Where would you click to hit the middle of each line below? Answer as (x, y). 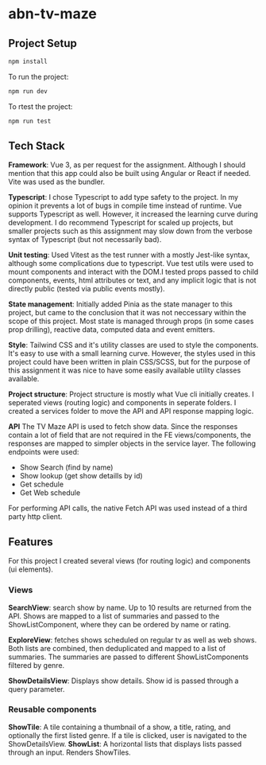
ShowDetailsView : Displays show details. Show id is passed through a (123, 681)
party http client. (35, 517)
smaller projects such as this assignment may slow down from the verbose (130, 231)
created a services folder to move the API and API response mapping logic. (131, 412)
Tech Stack (37, 146)
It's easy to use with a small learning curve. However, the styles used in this (132, 353)
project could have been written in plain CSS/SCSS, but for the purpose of (129, 362)
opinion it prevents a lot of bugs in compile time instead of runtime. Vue (125, 206)
